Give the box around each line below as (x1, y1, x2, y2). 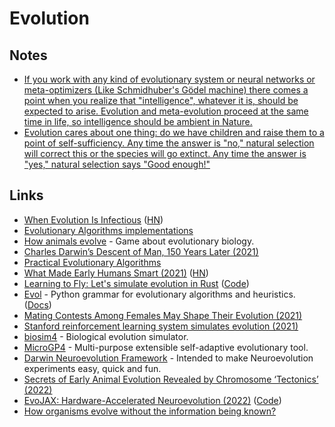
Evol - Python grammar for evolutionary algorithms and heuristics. (23, 288, 296, 300)
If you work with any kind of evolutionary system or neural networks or (23, 73, 316, 85)
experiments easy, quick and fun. (23, 362, 162, 374)
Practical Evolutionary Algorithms (23, 256, 162, 268)
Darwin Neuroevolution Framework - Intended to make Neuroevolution (23, 352, 314, 364)
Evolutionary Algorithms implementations (23, 224, 194, 236)
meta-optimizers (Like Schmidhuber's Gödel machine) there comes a (23, 84, 309, 96)
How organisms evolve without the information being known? (23, 405, 277, 417)
